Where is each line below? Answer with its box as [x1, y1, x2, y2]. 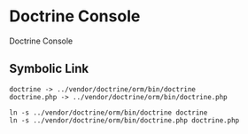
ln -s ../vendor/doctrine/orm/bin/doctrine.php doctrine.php [9, 115, 240, 125]
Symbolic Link [9, 61, 89, 76]
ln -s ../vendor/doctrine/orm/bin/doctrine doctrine [9, 108, 208, 117]
